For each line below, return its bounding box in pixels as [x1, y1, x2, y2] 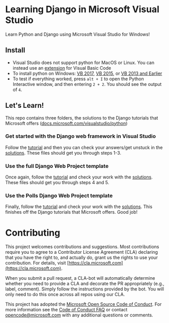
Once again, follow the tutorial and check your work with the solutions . [5, 174, 153, 180]
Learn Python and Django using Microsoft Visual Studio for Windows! [5, 31, 150, 37]
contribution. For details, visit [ [5, 260, 69, 266]
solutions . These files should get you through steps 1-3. [5, 150, 122, 156]
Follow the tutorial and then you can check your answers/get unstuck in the [5, 144, 163, 151]
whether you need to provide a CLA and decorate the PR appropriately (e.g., [5, 281, 165, 287]
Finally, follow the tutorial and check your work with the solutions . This [5, 203, 153, 210]
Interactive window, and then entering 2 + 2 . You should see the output [12, 81, 162, 87]
